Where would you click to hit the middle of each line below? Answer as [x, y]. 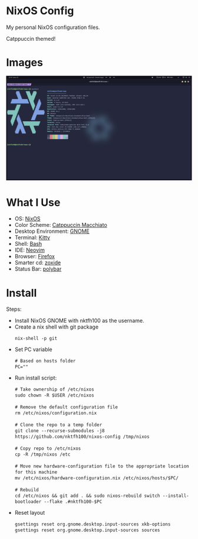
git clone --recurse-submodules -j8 [60, 431]
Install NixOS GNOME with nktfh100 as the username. [79, 321]
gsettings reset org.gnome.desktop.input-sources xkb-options [93, 524]
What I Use [33, 202]
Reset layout [30, 513]
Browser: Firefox [34, 256]
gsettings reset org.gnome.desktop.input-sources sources [87, 530]
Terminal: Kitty [32, 238]
